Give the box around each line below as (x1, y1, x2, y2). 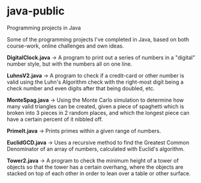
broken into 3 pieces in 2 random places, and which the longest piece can (7, 109, 190, 116)
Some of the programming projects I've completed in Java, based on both (7, 36, 190, 43)
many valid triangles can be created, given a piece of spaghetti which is (7, 102, 185, 110)
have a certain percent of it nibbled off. (7, 116, 103, 123)
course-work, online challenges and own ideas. (7, 42, 124, 49)
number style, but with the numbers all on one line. (7, 60, 133, 67)
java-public (7, 4, 65, 18)
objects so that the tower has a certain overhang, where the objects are (7, 163, 184, 170)
